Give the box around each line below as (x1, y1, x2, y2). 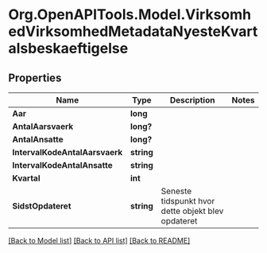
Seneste (161, 185, 192, 197)
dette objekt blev (161, 205, 224, 216)
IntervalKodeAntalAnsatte (12, 160, 113, 170)
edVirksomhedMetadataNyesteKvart (8, 22, 258, 41)
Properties (8, 71, 62, 84)
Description (169, 95, 215, 105)
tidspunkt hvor (161, 196, 215, 206)
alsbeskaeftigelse (8, 40, 129, 57)
